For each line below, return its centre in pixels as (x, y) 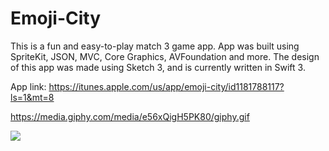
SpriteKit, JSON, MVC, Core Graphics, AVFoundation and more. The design (165, 56)
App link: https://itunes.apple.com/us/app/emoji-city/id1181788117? (147, 86)
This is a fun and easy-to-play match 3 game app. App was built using (155, 46)
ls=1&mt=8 (32, 97)
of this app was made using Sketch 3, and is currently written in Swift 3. (158, 67)
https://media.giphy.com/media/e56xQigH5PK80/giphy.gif (130, 116)
